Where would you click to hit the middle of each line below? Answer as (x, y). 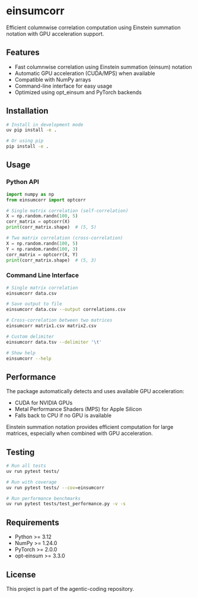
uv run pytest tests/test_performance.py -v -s (66, 504)
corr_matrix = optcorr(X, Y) (42, 254)
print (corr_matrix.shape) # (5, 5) (51, 228)
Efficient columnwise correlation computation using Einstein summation (93, 27)
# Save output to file (34, 304)
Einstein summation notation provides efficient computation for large (90, 427)
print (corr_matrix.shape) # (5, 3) (51, 260)
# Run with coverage (32, 482)
